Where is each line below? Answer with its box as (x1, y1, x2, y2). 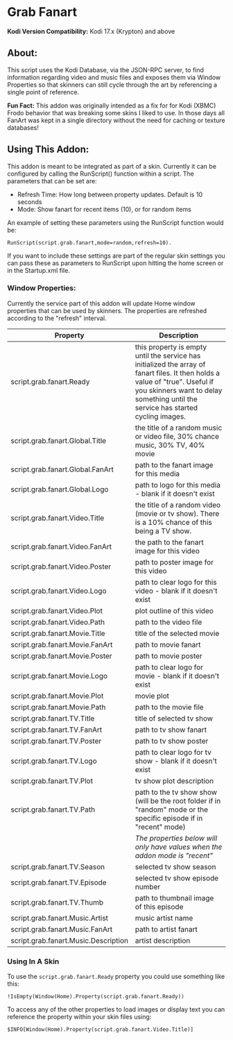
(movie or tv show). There (135, 508, 220, 518)
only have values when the (135, 841, 223, 851)
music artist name (135, 913, 193, 923)
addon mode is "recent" (135, 850, 214, 860)
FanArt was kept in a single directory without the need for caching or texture (7, 116, 225, 124)
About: (7, 47, 38, 59)
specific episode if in (135, 813, 203, 823)
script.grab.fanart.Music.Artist (10, 913, 109, 923)
